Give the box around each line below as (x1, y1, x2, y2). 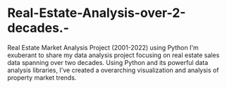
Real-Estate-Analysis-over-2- (7, 5, 186, 21)
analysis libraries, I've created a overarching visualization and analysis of (7, 66, 219, 74)
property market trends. (7, 73, 77, 82)
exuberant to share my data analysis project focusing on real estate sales (7, 51, 220, 59)
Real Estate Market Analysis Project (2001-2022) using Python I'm (7, 43, 199, 52)
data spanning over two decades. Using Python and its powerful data (7, 58, 209, 66)
